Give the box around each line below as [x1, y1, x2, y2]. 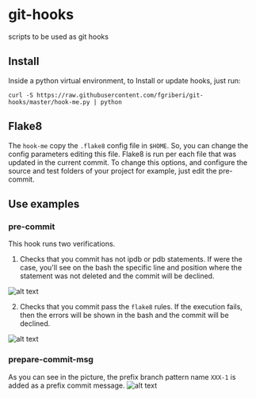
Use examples [8, 197, 80, 211]
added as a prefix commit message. [8, 381, 125, 390]
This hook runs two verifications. [8, 239, 116, 249]
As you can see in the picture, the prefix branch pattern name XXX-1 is [8, 372, 236, 381]
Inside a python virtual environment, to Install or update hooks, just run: [8, 75, 241, 85]
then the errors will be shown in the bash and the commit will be [19, 311, 229, 320]
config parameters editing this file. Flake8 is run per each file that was [8, 149, 237, 159]
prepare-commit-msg [8, 354, 94, 365]
